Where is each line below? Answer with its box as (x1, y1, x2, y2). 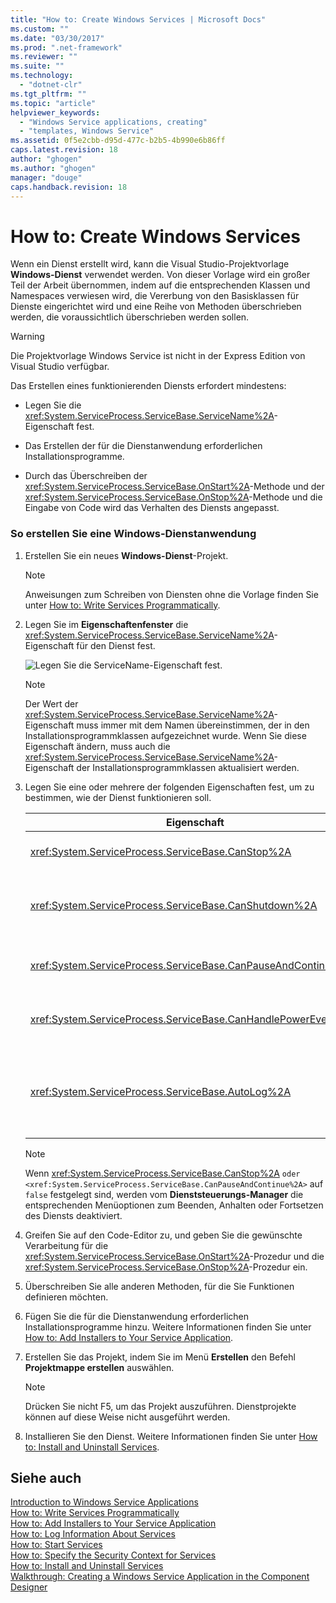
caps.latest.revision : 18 (10, 145, 118, 155)
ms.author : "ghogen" (10, 163, 97, 173)
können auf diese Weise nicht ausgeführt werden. (24, 1411, 231, 1423)
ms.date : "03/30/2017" (10, 33, 105, 43)
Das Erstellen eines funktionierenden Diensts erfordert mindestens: (10, 380, 287, 392)
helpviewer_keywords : (10, 107, 101, 118)
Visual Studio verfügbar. (10, 361, 110, 373)
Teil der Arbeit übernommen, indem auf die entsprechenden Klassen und (10, 279, 311, 291)
